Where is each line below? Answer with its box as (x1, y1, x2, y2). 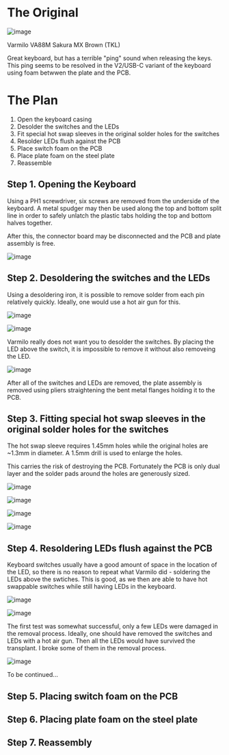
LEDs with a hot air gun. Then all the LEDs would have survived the (7, 637, 196, 645)
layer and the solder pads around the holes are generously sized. (7, 470, 190, 478)
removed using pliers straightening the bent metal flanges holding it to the (7, 385, 215, 394)
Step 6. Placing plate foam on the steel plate (7, 713, 198, 725)
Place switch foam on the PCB (16, 144, 103, 152)
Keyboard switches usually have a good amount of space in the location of (7, 561, 217, 569)
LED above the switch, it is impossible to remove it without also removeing (7, 344, 216, 353)
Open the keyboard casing (16, 115, 92, 123)
